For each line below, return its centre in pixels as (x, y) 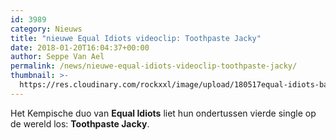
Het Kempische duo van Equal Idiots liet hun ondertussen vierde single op (163, 113)
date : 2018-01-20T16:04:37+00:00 (80, 47)
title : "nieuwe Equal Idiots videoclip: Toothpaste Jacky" (136, 38)
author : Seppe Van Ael (57, 57)
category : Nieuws (46, 29)
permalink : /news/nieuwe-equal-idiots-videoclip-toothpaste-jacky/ (154, 66)
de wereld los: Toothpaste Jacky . (80, 123)
